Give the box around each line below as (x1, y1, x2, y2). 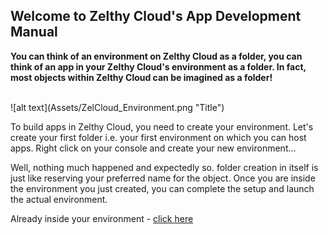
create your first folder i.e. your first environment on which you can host (10, 131, 307, 143)
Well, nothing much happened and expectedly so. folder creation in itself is (10, 161, 319, 173)
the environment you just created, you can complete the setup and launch (10, 182, 315, 194)
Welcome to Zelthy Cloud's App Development (10, 8, 302, 25)
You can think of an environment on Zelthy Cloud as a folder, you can (10, 50, 303, 62)
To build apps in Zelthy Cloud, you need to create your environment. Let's (10, 120, 314, 133)
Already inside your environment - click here (10, 212, 194, 224)
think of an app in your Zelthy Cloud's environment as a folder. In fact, (10, 60, 307, 73)
